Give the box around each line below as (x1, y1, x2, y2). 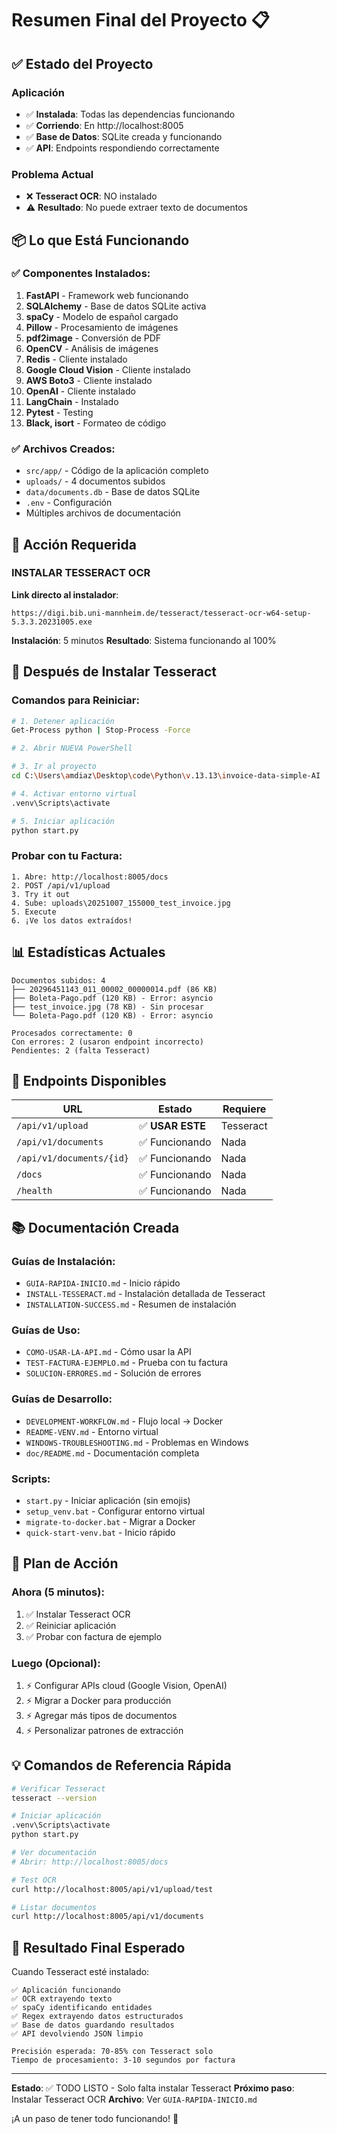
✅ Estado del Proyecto (11, 55, 154, 72)
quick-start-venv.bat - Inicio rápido (25, 1526, 176, 1538)
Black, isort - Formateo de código (25, 417, 167, 429)
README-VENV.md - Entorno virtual (25, 1425, 159, 1437)
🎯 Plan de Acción (11, 1555, 119, 1572)
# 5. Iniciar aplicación (11, 816, 115, 826)
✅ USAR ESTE (139, 1119, 207, 1133)
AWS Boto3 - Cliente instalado (25, 374, 153, 386)
